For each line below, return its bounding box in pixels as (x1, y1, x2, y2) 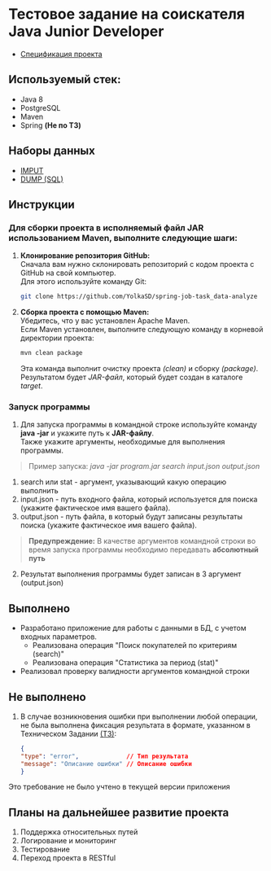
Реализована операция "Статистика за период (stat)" (32, 658, 219, 667)
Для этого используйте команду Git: (20, 277, 147, 287)
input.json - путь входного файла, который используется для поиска (20, 494, 258, 505)
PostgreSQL (20, 103, 61, 112)
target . (20, 381, 43, 391)
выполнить (20, 486, 59, 496)
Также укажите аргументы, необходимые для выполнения (20, 437, 225, 447)
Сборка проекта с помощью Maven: (20, 307, 150, 317)
